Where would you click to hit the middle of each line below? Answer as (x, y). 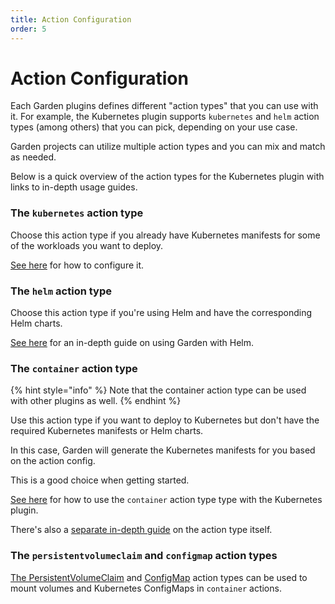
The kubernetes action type (77, 213)
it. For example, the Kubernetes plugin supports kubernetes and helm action (165, 117)
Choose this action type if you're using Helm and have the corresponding (161, 313)
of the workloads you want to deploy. (87, 245)
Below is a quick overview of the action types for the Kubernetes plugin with (167, 177)
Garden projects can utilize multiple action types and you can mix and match (168, 147)
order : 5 (28, 29)
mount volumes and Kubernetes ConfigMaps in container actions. (146, 588)
